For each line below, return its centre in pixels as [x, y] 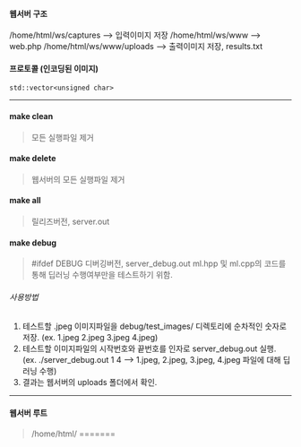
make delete [33, 159]
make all [26, 201]
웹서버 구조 [28, 13]
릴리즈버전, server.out [70, 222]
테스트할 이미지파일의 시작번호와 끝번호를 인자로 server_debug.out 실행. [149, 348]
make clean [31, 116]
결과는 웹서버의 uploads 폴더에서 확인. [90, 383]
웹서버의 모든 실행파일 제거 [78, 179]
